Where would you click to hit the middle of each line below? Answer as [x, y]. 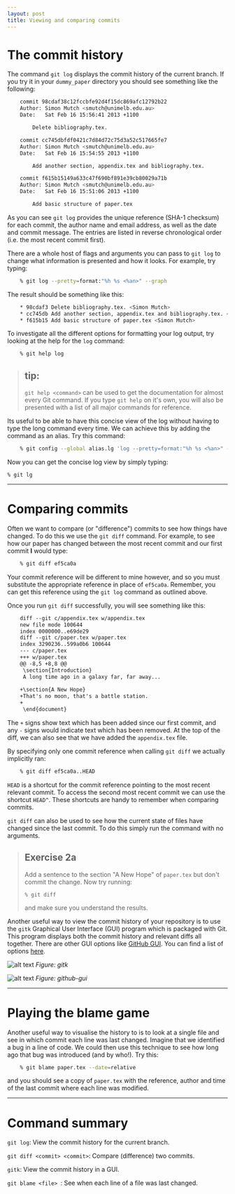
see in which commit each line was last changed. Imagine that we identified [116, 1039]
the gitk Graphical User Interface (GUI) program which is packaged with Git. [117, 929]
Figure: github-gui [61, 978]
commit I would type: [37, 551]
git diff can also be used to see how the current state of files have [105, 820]
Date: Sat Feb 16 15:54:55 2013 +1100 [79, 153]
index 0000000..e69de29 [55, 631]
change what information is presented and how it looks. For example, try [112, 260]
